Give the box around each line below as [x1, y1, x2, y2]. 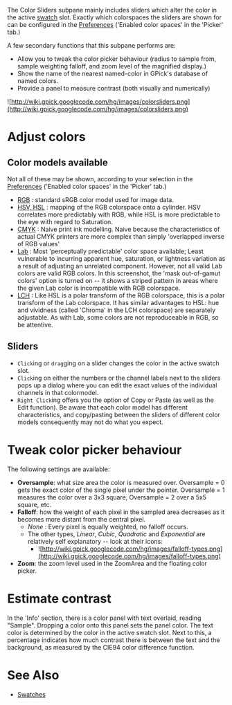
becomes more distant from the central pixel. [17, 515, 146, 523]
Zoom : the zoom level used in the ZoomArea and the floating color [17, 559, 208, 567]
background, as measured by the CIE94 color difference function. [7, 643, 195, 651]
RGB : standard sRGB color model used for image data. [17, 196, 175, 203]
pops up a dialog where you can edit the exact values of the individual [17, 381, 217, 390]
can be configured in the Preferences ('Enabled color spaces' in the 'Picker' [7, 21, 224, 28]
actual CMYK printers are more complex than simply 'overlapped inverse [17, 232, 225, 241]
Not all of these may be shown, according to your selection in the [7, 175, 193, 183]
